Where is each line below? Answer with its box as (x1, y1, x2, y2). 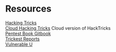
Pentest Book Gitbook (5, 30, 51, 36)
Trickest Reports (5, 36, 40, 42)
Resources (5, 3, 52, 15)
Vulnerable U (5, 41, 33, 47)
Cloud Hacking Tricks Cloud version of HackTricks (5, 25, 111, 31)
